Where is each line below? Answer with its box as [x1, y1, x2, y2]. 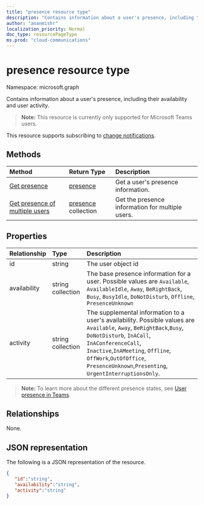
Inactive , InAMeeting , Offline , [86, 346, 171, 355]
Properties [6, 231, 47, 242]
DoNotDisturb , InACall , [86, 331, 151, 340]
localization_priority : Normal [6, 26, 86, 32]
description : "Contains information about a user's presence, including [6, 15, 194, 21]
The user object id [86, 259, 138, 268]
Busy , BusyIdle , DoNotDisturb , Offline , [86, 292, 195, 301]
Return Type [69, 167, 106, 176]
